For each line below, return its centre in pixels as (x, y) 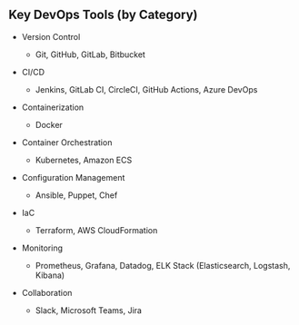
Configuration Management (73, 177)
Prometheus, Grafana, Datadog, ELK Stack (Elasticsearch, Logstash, (163, 265)
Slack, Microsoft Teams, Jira (89, 310)
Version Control (51, 36)
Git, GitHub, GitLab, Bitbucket (90, 54)
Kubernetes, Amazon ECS (84, 160)
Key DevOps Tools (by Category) (103, 15)
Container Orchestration (67, 142)
